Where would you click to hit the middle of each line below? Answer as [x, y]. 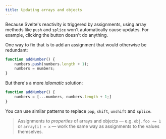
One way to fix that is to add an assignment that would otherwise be [76, 45]
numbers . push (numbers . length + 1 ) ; [52, 64]
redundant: [17, 50]
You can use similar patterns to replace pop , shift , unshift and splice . [78, 111]
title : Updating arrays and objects [44, 10]
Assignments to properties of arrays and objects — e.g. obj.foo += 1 [89, 121]
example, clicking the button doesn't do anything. [57, 35]
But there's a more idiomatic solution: [44, 83]
